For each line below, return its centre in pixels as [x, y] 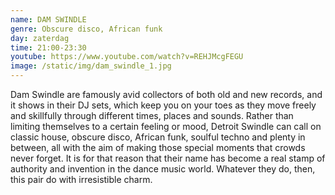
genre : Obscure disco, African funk [86, 29]
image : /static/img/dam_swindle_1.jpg [91, 66]
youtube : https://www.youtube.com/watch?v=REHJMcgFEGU [127, 57]
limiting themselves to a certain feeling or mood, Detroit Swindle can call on [166, 126]
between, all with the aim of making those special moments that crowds [158, 147]
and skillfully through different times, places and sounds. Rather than [152, 115]
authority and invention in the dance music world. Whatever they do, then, [163, 169]
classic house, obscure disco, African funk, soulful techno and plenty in [158, 137]
